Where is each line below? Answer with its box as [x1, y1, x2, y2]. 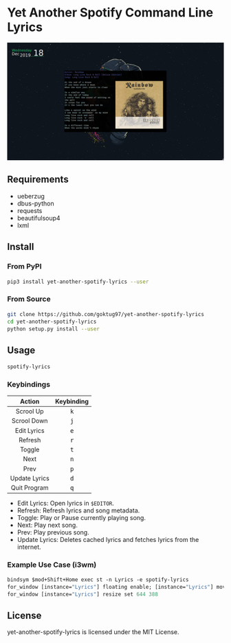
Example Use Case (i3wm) [7, 560, 97, 569]
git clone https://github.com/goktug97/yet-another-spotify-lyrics [7, 311, 205, 317]
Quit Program [10, 484, 49, 492]
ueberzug [16, 192, 45, 200]
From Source [7, 294, 51, 304]
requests [16, 206, 43, 214]
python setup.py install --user [7, 325, 100, 332]
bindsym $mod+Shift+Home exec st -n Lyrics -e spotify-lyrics [7, 576, 189, 583]
